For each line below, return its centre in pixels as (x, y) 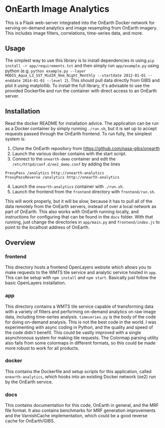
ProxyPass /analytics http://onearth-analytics (55, 173)
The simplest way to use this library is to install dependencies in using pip (80, 60)
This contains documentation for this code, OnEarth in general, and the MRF (82, 405)
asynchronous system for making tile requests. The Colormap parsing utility (82, 338)
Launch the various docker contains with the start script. (69, 154)
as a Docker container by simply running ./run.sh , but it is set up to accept (81, 128)
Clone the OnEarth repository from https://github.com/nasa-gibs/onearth (86, 148)
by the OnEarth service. (29, 382)
